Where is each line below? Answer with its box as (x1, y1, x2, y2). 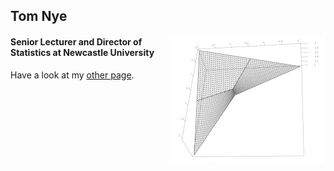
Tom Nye (10, 8, 68, 25)
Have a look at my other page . (10, 69, 135, 81)
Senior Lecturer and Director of (10, 35, 143, 48)
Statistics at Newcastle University (10, 46, 155, 58)
